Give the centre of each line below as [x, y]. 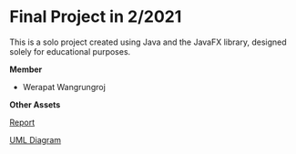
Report [22, 122]
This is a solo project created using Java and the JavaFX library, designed [148, 42]
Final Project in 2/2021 [96, 17]
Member [26, 69]
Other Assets [35, 104]
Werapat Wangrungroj [64, 87]
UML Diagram [36, 139]
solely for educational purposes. [70, 51]
